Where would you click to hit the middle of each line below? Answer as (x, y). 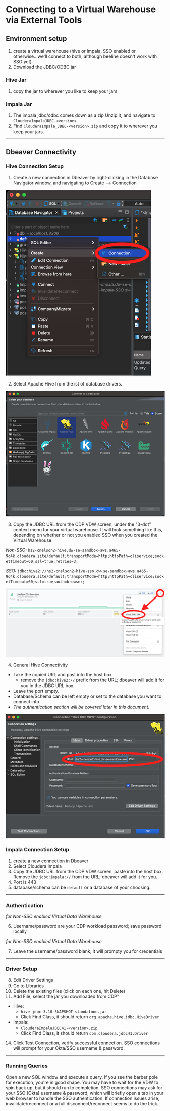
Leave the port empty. (36, 691)
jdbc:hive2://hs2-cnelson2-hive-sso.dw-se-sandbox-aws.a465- (83, 571)
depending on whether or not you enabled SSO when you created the (85, 535)
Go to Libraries (29, 986)
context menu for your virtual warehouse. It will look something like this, (88, 529)
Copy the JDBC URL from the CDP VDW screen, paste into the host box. (88, 872)
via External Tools (44, 20)
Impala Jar (19, 104)
